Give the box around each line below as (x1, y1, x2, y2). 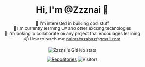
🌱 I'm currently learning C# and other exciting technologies (13, 25, 131, 31)
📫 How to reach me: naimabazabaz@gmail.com (24, 36, 121, 41)
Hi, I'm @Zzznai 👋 (36, 4, 109, 15)
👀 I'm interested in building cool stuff (35, 20, 109, 26)
